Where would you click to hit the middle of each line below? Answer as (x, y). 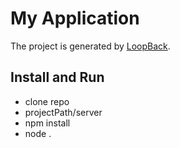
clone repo (47, 101)
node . (38, 133)
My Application (75, 18)
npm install (47, 123)
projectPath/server (63, 112)
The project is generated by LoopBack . (90, 46)
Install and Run (57, 77)
